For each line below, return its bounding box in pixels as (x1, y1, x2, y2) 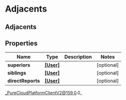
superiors (7, 62, 31, 68)
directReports (7, 78, 40, 84)
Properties (5, 39, 38, 47)
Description (64, 53, 92, 60)
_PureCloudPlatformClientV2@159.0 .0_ (5, 90, 82, 96)
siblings (7, 69, 27, 76)
